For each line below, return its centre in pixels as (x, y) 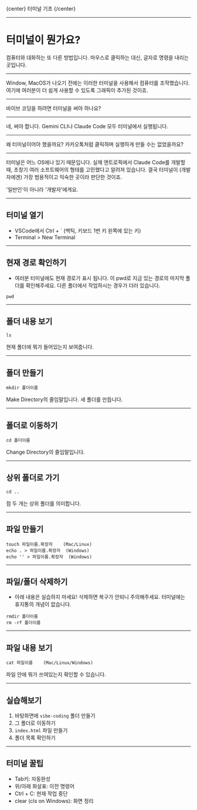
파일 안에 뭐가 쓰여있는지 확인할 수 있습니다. (56, 675)
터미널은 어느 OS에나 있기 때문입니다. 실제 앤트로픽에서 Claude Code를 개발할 (96, 162)
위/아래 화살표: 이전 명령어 (45, 786)
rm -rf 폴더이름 (23, 623)
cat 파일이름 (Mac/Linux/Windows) (50, 663)
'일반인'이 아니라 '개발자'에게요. (42, 189)
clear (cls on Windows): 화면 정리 (54, 801)
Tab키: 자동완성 (33, 779)
